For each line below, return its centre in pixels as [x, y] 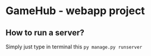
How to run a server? [45, 33]
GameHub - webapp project [75, 11]
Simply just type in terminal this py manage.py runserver [74, 47]
